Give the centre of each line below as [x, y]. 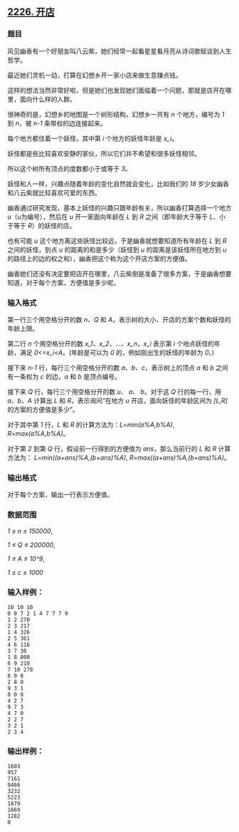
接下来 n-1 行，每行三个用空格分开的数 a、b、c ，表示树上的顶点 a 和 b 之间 [118, 368]
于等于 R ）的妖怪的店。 [42, 225]
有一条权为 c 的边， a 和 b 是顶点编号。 [64, 376]
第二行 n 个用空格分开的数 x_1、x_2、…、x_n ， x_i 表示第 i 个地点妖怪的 [111, 343]
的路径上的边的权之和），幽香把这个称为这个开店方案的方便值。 [99, 259]
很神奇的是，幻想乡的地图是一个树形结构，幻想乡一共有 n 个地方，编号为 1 [116, 114]
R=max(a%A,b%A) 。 [38, 433]
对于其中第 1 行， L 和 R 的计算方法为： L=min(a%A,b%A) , [91, 425]
